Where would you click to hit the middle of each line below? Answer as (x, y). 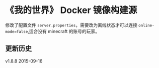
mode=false (17, 31)
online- (146, 25)
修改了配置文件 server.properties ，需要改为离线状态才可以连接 (71, 25)
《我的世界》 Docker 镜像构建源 (71, 10)
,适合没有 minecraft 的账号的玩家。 (64, 31)
